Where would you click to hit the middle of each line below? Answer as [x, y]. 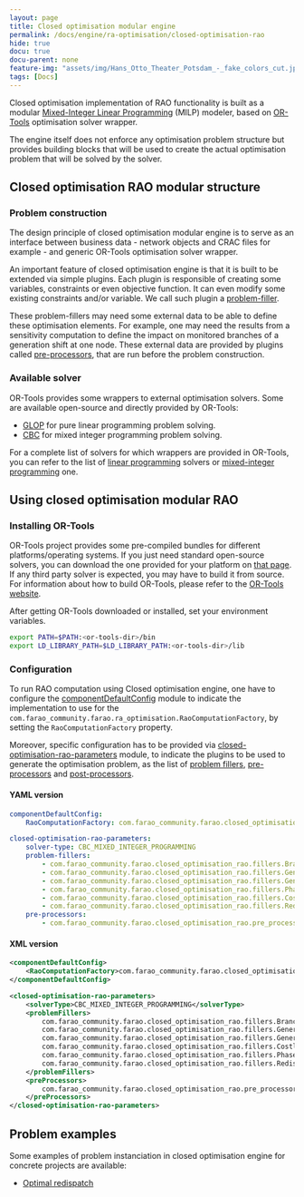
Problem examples [63, 1134]
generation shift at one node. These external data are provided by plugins [147, 345]
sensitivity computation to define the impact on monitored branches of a [144, 336]
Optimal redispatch [58, 1182]
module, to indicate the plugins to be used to [202, 754]
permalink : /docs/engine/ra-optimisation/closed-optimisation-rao [137, 34]
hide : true [30, 43]
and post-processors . [93, 774]
